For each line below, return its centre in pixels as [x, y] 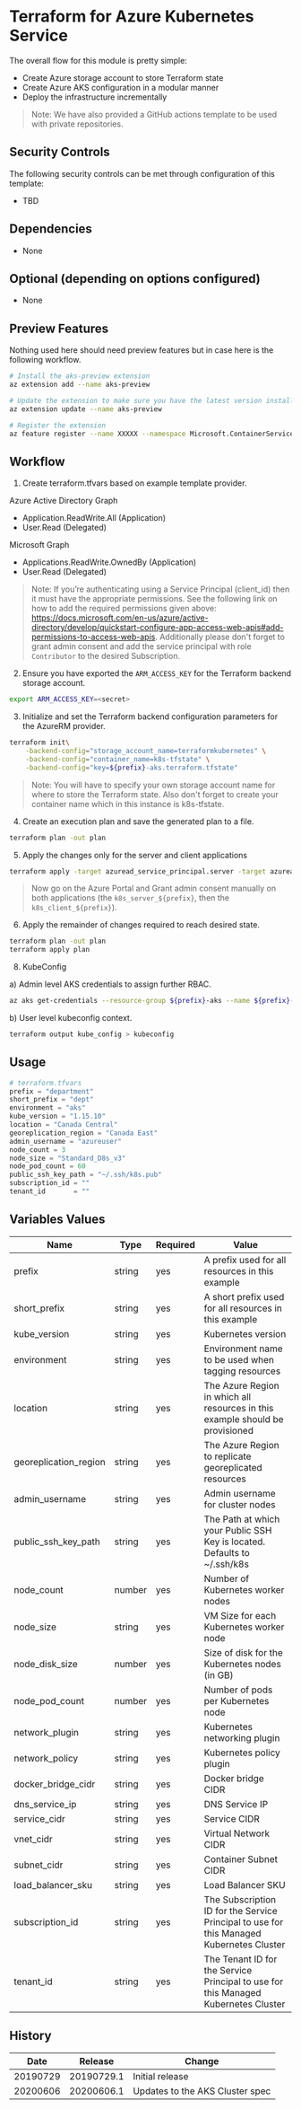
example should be [244, 1419]
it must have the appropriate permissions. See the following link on [154, 599]
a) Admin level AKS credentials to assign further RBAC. [111, 984]
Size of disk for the [244, 1652]
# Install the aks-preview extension [80, 376]
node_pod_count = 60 [48, 1166]
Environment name [244, 1349]
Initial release [161, 2076]
